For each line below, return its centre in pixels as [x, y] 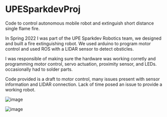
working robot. [20, 89]
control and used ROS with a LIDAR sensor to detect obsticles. [69, 49]
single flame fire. [23, 28]
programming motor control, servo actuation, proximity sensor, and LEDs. [81, 64]
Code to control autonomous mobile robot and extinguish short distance [79, 23]
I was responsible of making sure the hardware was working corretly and [80, 58]
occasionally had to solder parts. [39, 69]
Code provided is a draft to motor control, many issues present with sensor [83, 79]
